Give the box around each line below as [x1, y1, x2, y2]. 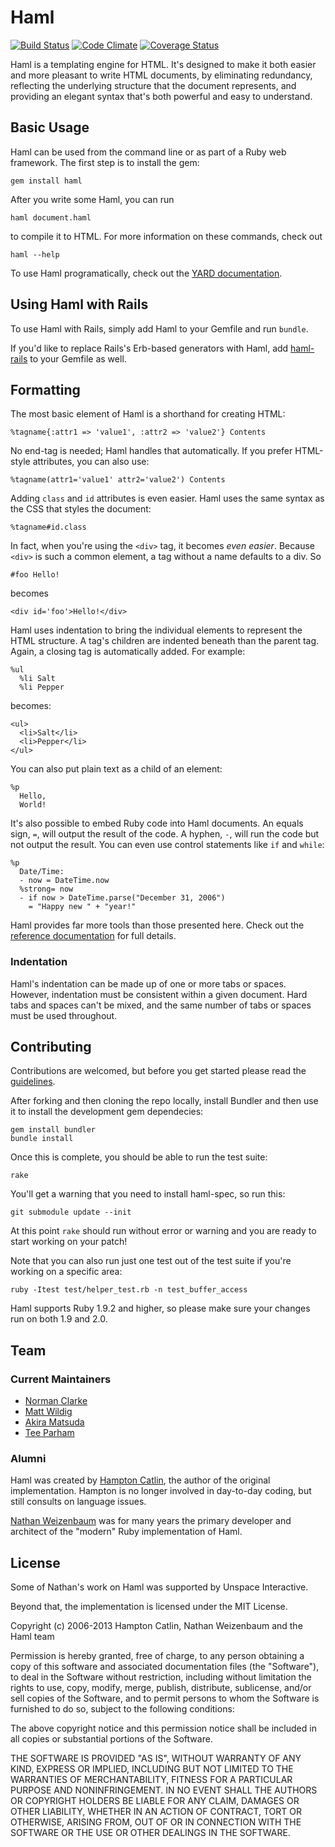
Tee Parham [24, 1427, 75, 1439]
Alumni [10, 1452, 47, 1466]
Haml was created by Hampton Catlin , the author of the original [10, 1474, 271, 1486]
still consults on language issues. [10, 1496, 147, 1508]
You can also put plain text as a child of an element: [10, 763, 223, 775]
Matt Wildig [24, 1406, 73, 1418]
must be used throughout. [10, 1009, 118, 1021]
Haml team [10, 1631, 55, 1643]
